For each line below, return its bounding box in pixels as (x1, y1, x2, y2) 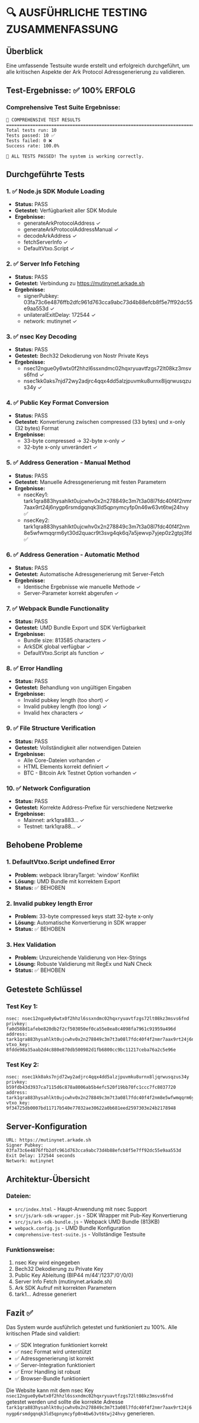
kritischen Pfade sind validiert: (6, 1330, 81, 1337)
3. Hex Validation (6, 940, 56, 949)
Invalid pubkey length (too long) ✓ (23, 703, 108, 710)
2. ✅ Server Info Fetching (6, 260, 80, 268)
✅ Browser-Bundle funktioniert (14, 1375, 90, 1382)
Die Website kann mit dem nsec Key (6, 1387, 94, 1394)
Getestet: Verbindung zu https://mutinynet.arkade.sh (14, 279, 145, 287)
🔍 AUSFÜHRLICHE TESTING (6, 6, 147, 20)
